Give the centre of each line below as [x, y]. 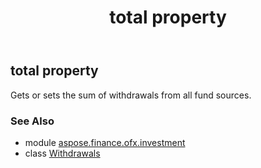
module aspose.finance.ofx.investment [105, 142]
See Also [32, 121]
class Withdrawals [62, 153]
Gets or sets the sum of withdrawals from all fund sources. [131, 95]
